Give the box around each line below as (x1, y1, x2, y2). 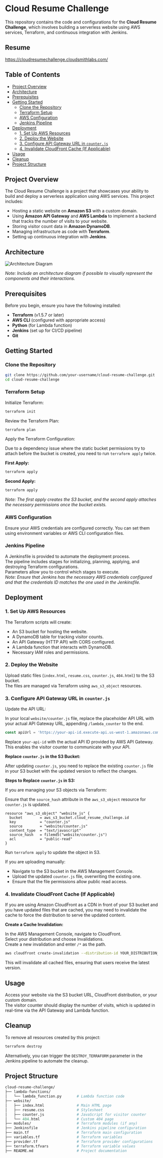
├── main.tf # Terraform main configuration (5, 1130, 142, 1135)
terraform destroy (5, 1044, 42, 1049)
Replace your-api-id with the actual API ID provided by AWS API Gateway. (5, 739, 154, 744)
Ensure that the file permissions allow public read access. (12, 878, 128, 884)
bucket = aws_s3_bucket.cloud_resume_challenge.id (9, 815, 130, 820)
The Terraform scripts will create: (5, 619, 72, 625)
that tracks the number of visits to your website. (12, 218, 108, 224)
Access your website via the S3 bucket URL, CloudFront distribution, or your (5, 992, 158, 998)
